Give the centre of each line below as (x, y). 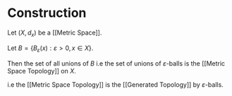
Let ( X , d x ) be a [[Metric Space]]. (55, 33)
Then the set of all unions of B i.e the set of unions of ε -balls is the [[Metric (116, 63)
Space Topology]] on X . (42, 71)
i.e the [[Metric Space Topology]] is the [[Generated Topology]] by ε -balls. (115, 84)
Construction (47, 13)
